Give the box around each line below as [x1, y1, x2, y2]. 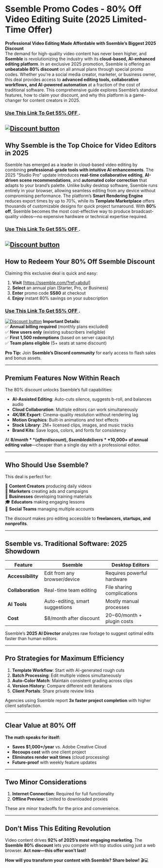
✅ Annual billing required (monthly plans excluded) [5, 323, 109, 330]
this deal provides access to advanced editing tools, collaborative [5, 77, 139, 82]
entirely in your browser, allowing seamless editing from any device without [5, 188, 156, 194]
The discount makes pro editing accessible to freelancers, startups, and [5, 516, 151, 522]
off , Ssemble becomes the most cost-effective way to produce [5, 208, 131, 214]
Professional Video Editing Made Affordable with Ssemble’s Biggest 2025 [5, 40, 156, 46]
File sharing [105, 584, 132, 590]
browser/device [44, 576, 80, 583]
